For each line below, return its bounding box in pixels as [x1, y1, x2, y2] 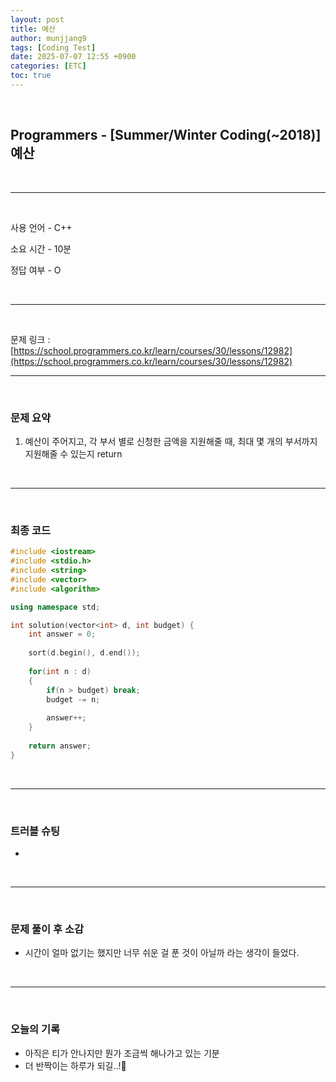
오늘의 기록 [10, 1022, 61, 1036]
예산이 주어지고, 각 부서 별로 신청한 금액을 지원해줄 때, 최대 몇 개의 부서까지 [24, 435, 318, 447]
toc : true [10, 71, 52, 81]
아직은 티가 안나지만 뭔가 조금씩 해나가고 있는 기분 [24, 1047, 220, 1059]
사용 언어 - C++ [10, 221, 73, 233]
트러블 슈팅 [10, 824, 61, 838]
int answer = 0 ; [28, 629, 97, 640]
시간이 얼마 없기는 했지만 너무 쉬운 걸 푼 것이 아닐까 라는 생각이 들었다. [24, 947, 300, 959]
